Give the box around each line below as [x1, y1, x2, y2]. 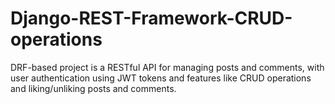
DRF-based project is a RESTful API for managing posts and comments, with [10, 61, 325, 73]
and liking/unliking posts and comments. [10, 82, 177, 94]
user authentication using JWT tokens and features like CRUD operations [10, 72, 312, 84]
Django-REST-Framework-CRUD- [10, 7, 293, 30]
